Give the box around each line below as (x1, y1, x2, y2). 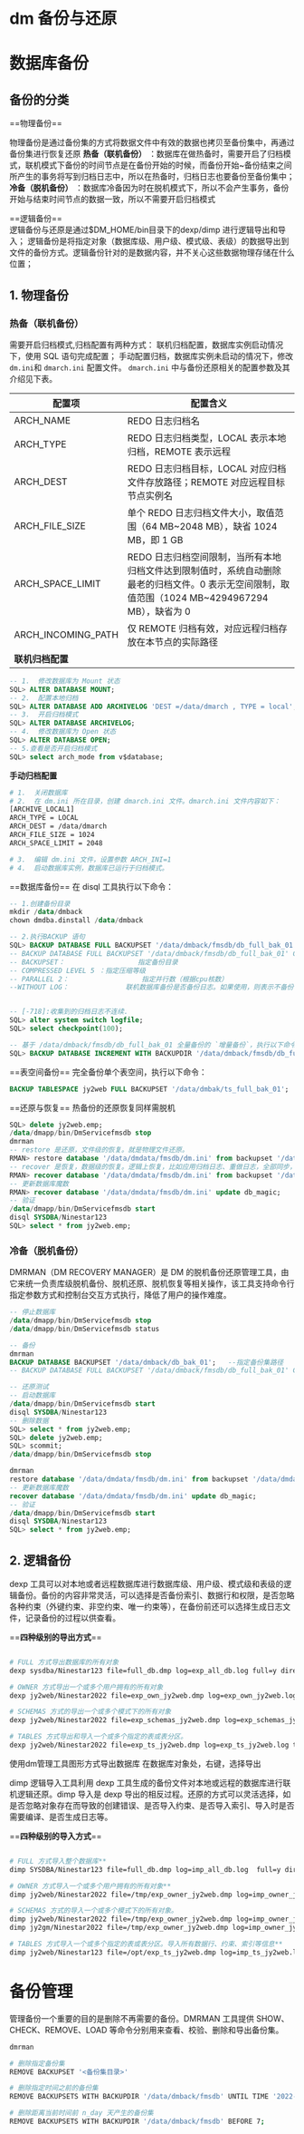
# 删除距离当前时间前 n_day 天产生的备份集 (9, 2109, 154, 2118)
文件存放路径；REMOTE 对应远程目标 (127, 475, 285, 488)
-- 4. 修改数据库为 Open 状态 (9, 727, 117, 736)
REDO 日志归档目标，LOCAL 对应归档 (127, 462, 287, 474)
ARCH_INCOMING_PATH (14, 628, 119, 640)
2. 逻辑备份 (9, 1553, 71, 1568)
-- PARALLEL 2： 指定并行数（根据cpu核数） (9, 974, 229, 984)
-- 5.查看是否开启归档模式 (9, 744, 98, 753)
